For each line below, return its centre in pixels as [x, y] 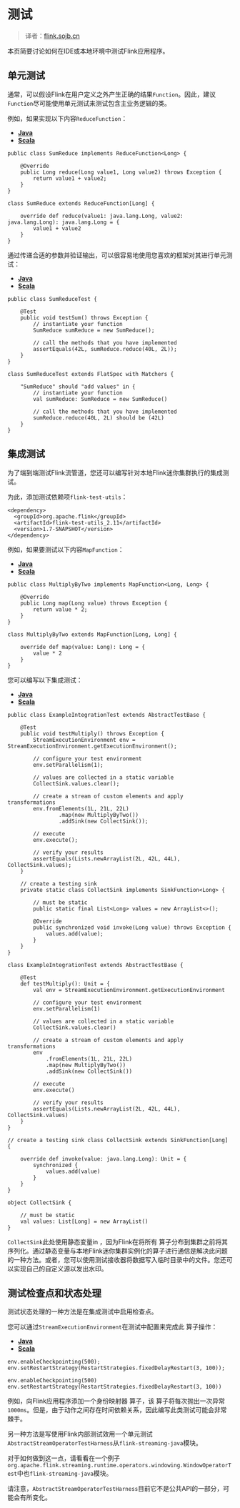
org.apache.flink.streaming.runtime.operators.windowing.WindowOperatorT [120, 1466]
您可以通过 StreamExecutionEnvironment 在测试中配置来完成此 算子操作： [112, 1327]
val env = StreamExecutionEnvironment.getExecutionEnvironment [129, 990]
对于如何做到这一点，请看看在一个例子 [64, 1458]
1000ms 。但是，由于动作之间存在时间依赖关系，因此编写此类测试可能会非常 [117, 1410]
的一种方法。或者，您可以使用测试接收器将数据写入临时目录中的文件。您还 [117, 1259]
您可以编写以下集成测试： [45, 680]
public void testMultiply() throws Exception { [92, 733]
